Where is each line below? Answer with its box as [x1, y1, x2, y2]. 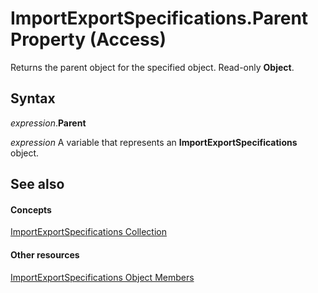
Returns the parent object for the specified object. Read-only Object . [10, 61, 295, 73]
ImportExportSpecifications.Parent [10, 7, 309, 30]
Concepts [10, 203, 52, 216]
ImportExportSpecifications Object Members [10, 271, 195, 283]
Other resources [10, 248, 80, 261]
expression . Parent [10, 117, 87, 129]
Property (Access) [10, 28, 167, 51]
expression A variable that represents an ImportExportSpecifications [10, 136, 298, 148]
